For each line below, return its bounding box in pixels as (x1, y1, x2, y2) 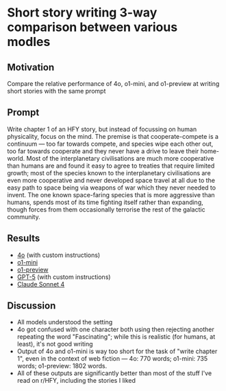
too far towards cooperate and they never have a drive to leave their (7, 146, 199, 155)
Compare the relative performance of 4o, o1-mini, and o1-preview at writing (7, 80, 220, 87)
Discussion (7, 300, 56, 312)
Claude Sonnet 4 (16, 280, 65, 288)
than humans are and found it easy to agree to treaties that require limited (7, 161, 215, 170)
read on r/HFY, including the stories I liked (16, 377, 136, 385)
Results (7, 232, 40, 245)
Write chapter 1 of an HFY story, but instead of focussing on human (7, 125, 197, 133)
